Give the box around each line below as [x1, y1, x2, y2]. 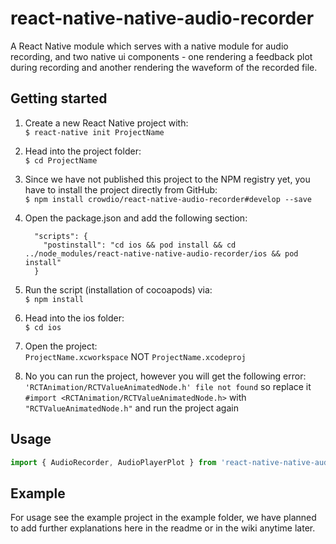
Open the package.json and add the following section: [24, 212, 248, 224]
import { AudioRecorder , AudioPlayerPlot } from [10, 457, 217, 467]
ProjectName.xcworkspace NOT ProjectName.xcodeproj [24, 350, 247, 362]
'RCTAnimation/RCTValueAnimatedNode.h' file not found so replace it [24, 380, 312, 392]
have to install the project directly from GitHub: [24, 183, 218, 196]
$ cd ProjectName [24, 155, 98, 166]
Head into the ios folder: [24, 312, 125, 324]
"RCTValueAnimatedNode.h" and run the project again [24, 402, 239, 414]
